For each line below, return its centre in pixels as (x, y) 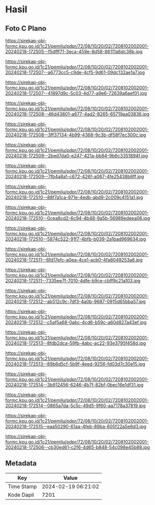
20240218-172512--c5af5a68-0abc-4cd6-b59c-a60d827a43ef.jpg (76, 322)
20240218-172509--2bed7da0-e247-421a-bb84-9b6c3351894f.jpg (77, 156)
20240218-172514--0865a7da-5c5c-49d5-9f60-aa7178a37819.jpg (75, 406)
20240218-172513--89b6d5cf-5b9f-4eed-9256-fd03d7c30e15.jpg (75, 364)
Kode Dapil (21, 495)
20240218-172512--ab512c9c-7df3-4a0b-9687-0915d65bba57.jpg (75, 301)
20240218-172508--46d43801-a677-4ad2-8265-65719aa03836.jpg (77, 114)
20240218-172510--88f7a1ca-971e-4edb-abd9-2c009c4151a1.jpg (74, 197)
